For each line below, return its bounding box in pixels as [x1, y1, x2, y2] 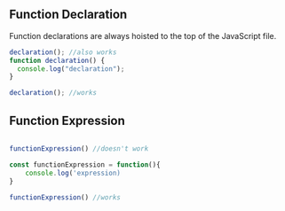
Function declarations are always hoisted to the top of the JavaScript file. [9, 30, 277, 41]
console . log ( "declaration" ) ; [17, 64, 125, 74]
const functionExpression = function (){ [9, 160, 162, 169]
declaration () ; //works [9, 89, 98, 98]
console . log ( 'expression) [25, 168, 122, 177]
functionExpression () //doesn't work [9, 145, 149, 153]
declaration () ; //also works [9, 48, 117, 57]
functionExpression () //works [9, 192, 122, 202]
